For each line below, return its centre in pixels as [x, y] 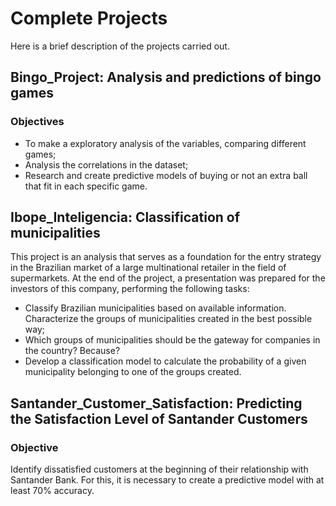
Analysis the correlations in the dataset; [106, 164]
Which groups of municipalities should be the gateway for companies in [172, 340]
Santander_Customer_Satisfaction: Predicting [156, 403]
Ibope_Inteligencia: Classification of [125, 217]
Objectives [37, 122]
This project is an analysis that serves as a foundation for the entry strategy [166, 257]
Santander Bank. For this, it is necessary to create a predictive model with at [167, 480]
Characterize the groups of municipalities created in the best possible [168, 319]
